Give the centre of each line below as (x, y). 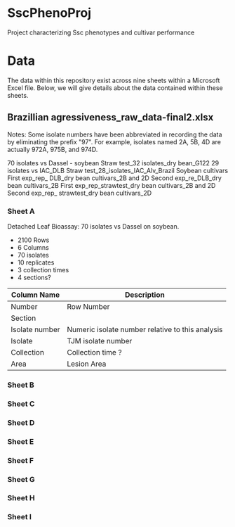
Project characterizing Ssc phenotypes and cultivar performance (101, 32)
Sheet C (21, 404)
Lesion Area (86, 364)
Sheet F (20, 460)
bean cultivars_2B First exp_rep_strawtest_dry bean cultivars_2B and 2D (112, 185)
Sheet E (21, 441)
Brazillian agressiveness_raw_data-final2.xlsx (110, 118)
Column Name (35, 295)
